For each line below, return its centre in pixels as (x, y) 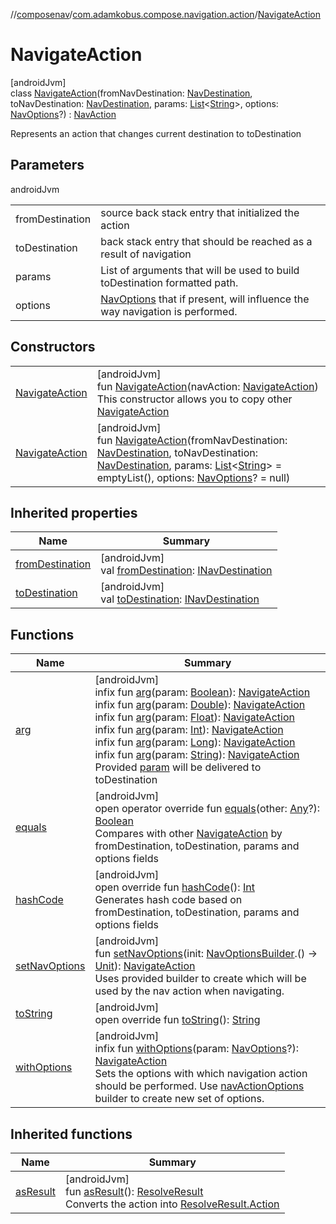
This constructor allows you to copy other (194, 399)
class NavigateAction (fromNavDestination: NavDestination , (131, 93)
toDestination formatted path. (169, 282)
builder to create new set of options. (179, 1099)
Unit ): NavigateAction (145, 966)
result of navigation (146, 254)
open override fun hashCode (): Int (174, 887)
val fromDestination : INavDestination (186, 571)
